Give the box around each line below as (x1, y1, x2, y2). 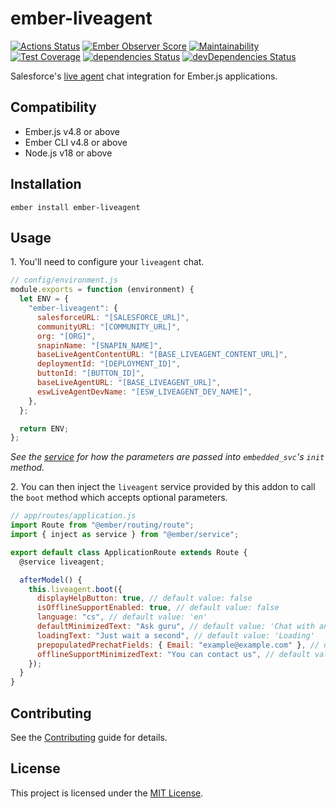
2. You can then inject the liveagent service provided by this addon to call (10, 481, 316, 493)
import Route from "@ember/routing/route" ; (10, 520, 195, 531)
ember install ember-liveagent (10, 202, 141, 212)
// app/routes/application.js (10, 511, 137, 521)
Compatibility (10, 99, 97, 116)
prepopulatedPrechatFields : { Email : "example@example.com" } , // (36, 640, 320, 650)
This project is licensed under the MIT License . (10, 787, 204, 799)
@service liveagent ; (19, 557, 105, 567)
